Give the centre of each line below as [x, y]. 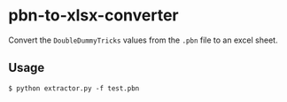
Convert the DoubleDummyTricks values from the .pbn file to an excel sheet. [143, 40]
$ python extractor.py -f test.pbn [74, 88]
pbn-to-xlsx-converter [93, 16]
